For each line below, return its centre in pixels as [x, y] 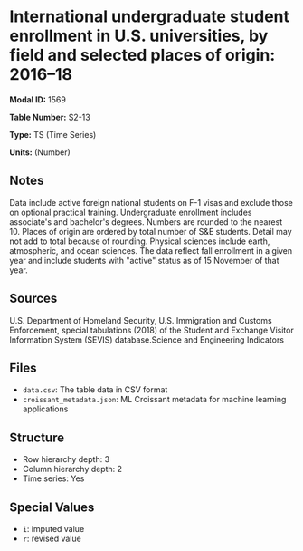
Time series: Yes [53, 478]
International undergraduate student [150, 17]
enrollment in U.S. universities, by [139, 36]
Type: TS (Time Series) [53, 134]
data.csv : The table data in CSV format [95, 390]
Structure [37, 437]
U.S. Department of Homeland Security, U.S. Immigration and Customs [141, 320]
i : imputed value [53, 529]
